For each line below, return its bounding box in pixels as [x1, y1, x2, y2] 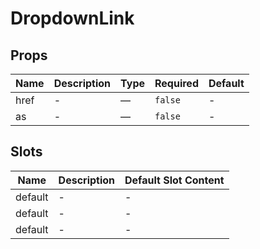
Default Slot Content [124, 173, 225, 187]
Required [154, 77, 199, 90]
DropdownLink [10, 7, 135, 30]
